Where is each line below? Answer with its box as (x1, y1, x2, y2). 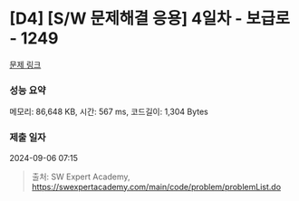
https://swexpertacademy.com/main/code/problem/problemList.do (31, 181, 282, 192)
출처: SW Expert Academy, (31, 171, 130, 182)
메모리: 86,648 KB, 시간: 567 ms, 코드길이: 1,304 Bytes (9, 106, 208, 118)
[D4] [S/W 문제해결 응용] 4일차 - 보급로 (9, 8, 291, 29)
